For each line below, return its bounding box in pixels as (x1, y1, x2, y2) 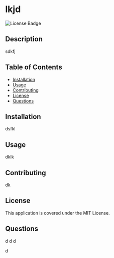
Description (5, 35, 43, 43)
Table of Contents (5, 63, 63, 72)
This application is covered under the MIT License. (5, 210, 110, 216)
